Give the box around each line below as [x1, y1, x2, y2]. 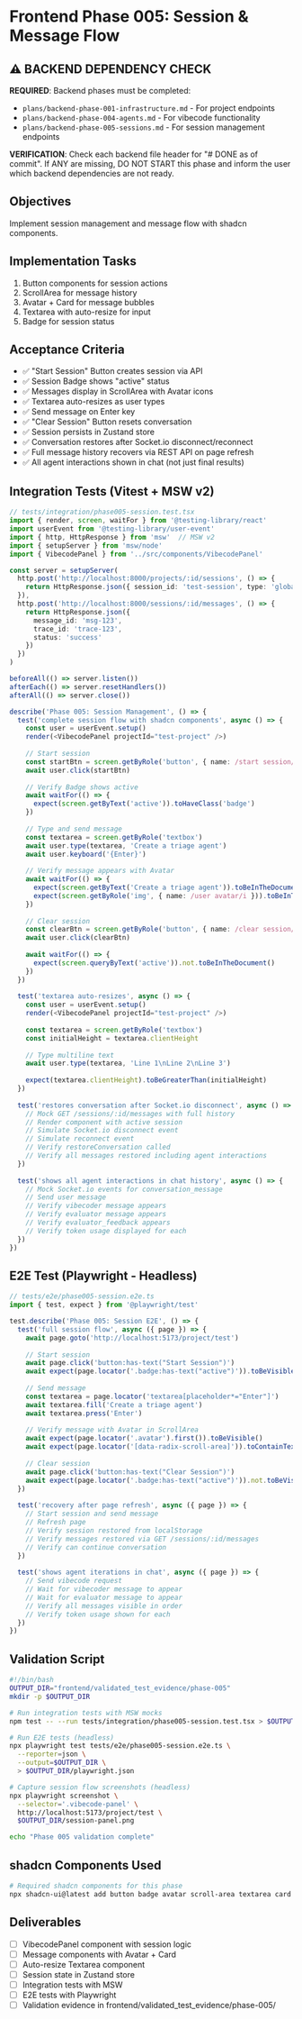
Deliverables [9, 1914, 82, 1930]
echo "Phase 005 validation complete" [9, 1833, 155, 1842]
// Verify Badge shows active [25, 782, 139, 792]
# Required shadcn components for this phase [9, 1881, 182, 1890]
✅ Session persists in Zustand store [22, 426, 155, 438]
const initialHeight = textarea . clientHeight [25, 1033, 200, 1042]
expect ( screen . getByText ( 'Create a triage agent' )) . [32, 883, 235, 892]
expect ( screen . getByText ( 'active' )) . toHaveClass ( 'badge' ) [32, 799, 255, 808]
